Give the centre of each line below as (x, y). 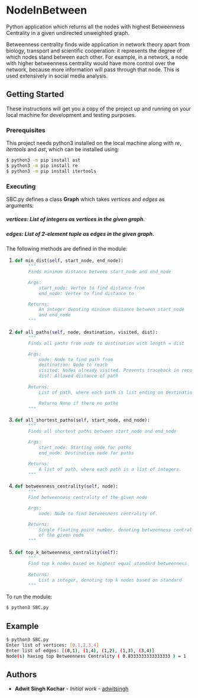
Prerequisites (26, 130)
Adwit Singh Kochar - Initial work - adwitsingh (72, 689)
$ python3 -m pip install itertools (51, 171)
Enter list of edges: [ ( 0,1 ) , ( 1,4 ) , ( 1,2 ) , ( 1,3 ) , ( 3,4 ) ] (80, 651)
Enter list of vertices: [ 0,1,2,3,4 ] (53, 645)
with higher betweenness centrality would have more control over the (91, 63)
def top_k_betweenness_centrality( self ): (66, 553)
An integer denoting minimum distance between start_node (111, 310)
